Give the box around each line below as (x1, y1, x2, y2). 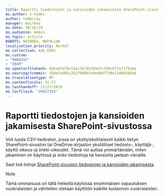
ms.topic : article (5, 35, 43, 40)
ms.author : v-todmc (5, 12, 45, 17)
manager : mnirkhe (5, 21, 41, 26)
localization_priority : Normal (5, 44, 69, 48)
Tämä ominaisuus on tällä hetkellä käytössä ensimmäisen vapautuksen (5, 180, 147, 186)
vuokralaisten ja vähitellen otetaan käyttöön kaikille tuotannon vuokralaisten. (5, 186, 159, 192)
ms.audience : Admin (5, 30, 45, 35)
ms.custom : (5, 52, 28, 58)
